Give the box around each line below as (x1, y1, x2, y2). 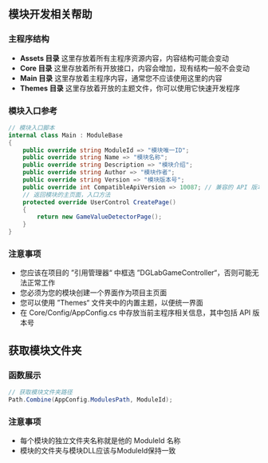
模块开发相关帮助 (8, 7, 93, 22)
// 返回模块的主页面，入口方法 (22, 190, 111, 198)
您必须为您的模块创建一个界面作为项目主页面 (19, 288, 167, 297)
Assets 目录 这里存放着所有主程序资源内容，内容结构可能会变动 (19, 53, 230, 62)
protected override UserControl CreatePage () (22, 198, 177, 206)
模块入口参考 (8, 105, 58, 116)
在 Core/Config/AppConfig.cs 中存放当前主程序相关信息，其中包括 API (19, 308, 251, 317)
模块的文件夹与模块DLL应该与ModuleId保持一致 (19, 446, 176, 456)
